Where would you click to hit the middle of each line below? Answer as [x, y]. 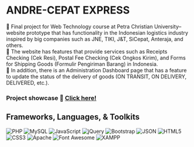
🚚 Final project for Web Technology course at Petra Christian [79, 26]
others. [15, 45]
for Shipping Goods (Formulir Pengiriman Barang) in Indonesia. [82, 64]
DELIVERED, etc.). [28, 82]
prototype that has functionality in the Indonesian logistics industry [107, 32]
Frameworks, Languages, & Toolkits [73, 117]
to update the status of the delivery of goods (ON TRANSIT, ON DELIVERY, [96, 76]
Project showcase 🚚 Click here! [51, 98]
